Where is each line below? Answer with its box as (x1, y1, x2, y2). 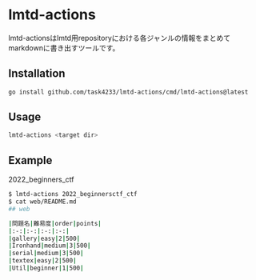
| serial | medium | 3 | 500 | (8, 250, 84, 258)
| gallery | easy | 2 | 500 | (8, 234, 81, 242)
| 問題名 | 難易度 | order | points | (8, 219, 102, 227)
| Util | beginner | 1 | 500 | (8, 264, 84, 272)
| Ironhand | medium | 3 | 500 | (8, 242, 91, 250)
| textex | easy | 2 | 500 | (8, 257, 78, 265)
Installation (8, 66, 66, 81)
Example (8, 154, 53, 167)
